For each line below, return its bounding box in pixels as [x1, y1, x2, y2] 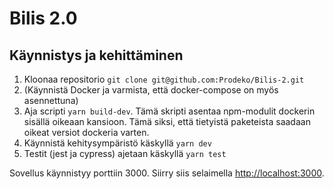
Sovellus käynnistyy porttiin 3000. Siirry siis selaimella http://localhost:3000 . [9, 167, 325, 179]
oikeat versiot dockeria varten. [23, 127, 150, 138]
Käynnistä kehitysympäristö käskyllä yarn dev [23, 137, 212, 149]
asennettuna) [23, 95, 79, 106]
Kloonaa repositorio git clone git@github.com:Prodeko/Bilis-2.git [23, 73, 305, 85]
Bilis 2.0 [9, 7, 78, 30]
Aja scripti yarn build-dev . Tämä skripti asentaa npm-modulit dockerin [23, 105, 316, 117]
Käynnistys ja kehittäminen [9, 47, 184, 64]
